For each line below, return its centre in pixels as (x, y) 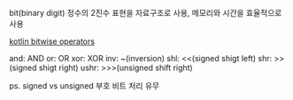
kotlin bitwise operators (52, 41)
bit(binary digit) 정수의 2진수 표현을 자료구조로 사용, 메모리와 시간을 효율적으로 (146, 13)
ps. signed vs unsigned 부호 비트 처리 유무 (85, 86)
